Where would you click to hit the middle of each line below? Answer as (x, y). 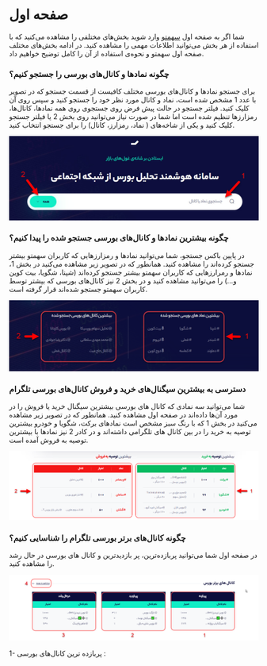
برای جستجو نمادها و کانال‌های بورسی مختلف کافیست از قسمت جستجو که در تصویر (132, 91)
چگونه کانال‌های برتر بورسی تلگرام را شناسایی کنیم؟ (97, 537)
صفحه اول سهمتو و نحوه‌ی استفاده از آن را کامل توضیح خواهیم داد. (107, 53)
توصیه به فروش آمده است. (49, 440)
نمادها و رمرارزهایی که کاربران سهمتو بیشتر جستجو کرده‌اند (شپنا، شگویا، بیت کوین (131, 272)
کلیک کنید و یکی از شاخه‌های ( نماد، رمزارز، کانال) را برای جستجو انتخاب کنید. (122, 125)
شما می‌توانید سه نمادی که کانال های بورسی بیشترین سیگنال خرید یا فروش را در (127, 406)
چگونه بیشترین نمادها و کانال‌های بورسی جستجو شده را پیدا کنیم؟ (119, 238)
